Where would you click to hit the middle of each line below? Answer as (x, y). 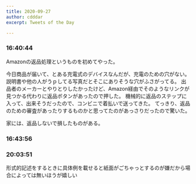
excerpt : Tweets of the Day (40, 22)
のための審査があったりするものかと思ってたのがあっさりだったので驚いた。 (98, 110)
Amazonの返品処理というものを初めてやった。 (62, 62)
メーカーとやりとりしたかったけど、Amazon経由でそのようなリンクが (106, 88)
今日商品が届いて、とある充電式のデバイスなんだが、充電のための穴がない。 (98, 74)
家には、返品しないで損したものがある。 (55, 123)
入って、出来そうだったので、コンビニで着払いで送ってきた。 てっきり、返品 (98, 103)
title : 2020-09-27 (28, 11)
